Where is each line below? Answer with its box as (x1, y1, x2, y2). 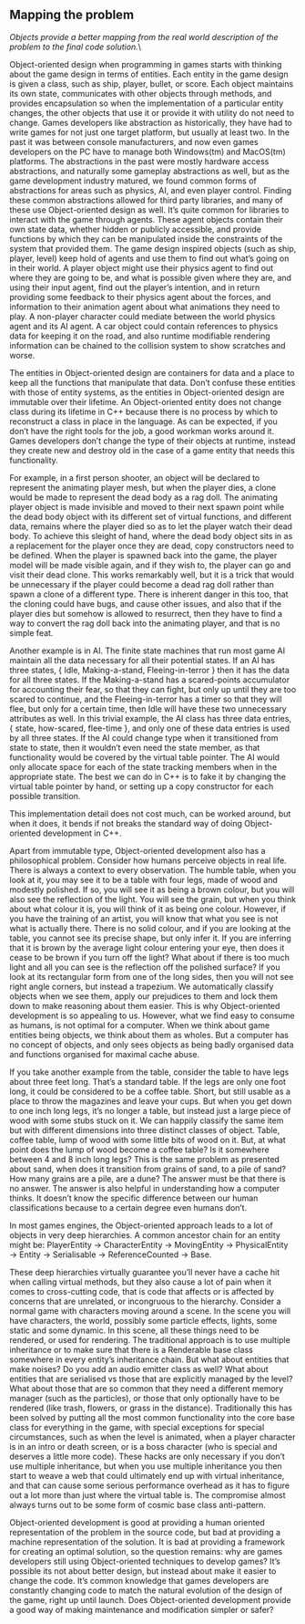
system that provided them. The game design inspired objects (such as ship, (9, 243, 297, 254)
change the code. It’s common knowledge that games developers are (9, 1575, 269, 1586)
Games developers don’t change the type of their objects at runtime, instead (9, 435, 296, 446)
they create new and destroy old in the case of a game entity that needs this (9, 444, 296, 455)
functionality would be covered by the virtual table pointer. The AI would (9, 752, 280, 763)
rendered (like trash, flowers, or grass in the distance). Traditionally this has (9, 1402, 293, 1413)
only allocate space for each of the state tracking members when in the (9, 761, 278, 772)
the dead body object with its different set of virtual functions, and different (9, 511, 292, 522)
